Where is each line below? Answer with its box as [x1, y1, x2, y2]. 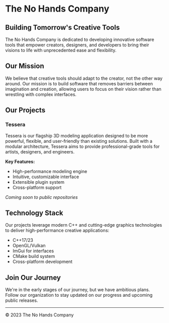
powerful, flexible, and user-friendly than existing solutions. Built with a [5, 138, 152, 144]
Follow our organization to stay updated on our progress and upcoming [5, 292, 153, 298]
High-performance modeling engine [12, 168, 88, 174]
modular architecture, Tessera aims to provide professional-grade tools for [5, 143, 160, 149]
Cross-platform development [12, 258, 73, 265]
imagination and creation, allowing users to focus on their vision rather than [5, 86, 162, 92]
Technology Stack [5, 208, 63, 217]
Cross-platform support [12, 184, 62, 190]
